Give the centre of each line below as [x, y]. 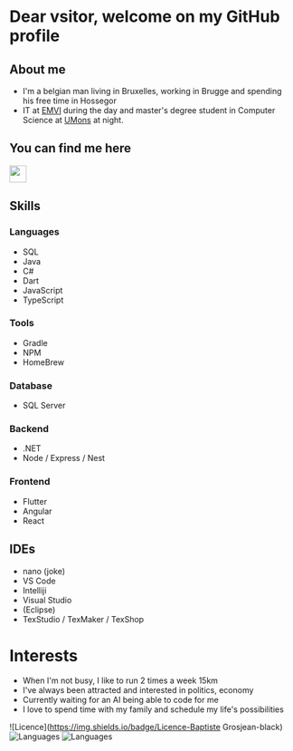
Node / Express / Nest [64, 458]
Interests [44, 655]
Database [31, 385]
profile [35, 36]
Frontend [30, 482]
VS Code [39, 581]
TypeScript [43, 300]
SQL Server [44, 406]
